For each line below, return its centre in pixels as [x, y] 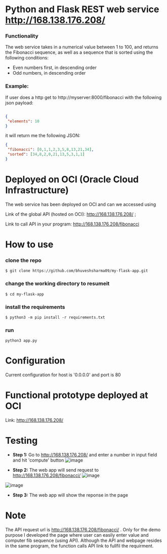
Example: [17, 86]
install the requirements [35, 307]
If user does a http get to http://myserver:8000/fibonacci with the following [83, 97]
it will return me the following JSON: [43, 136]
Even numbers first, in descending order [55, 68]
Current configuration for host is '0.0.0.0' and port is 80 [63, 375]
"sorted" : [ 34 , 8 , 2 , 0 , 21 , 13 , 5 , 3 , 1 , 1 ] [46, 154]
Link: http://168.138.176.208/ [34, 420]
